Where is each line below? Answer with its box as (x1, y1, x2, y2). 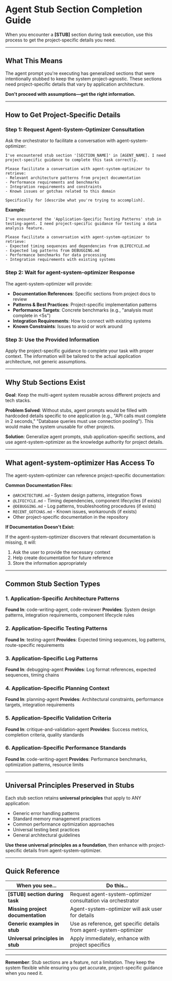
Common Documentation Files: (5, 482, 73, 488)
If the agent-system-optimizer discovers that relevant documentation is (5, 534, 156, 540)
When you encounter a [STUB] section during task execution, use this (5, 31, 153, 37)
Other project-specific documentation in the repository (12, 514, 128, 520)
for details (70, 912, 95, 919)
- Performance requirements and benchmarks (5, 180, 100, 185)
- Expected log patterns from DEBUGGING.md (5, 248, 100, 253)
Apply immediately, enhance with (70, 935, 150, 942)
